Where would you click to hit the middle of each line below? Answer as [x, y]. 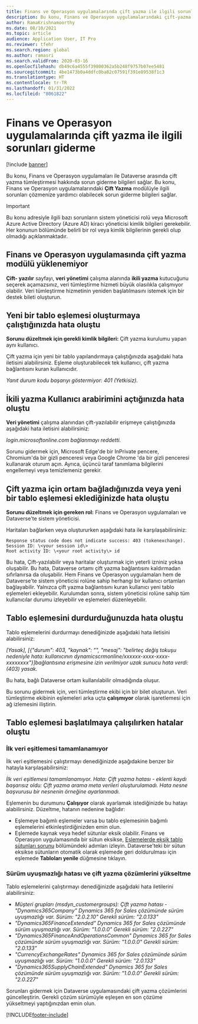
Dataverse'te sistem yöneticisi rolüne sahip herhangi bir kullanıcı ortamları [96, 581]
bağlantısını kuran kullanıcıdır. [42, 369]
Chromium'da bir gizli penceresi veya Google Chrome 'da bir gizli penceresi [98, 458]
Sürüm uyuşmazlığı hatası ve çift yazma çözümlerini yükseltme [99, 874]
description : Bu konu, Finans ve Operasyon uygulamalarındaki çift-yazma [99, 17]
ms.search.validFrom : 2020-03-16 [47, 61]
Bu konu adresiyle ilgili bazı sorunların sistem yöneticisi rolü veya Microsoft [97, 217]
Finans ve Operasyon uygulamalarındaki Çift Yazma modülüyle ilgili [88, 188]
